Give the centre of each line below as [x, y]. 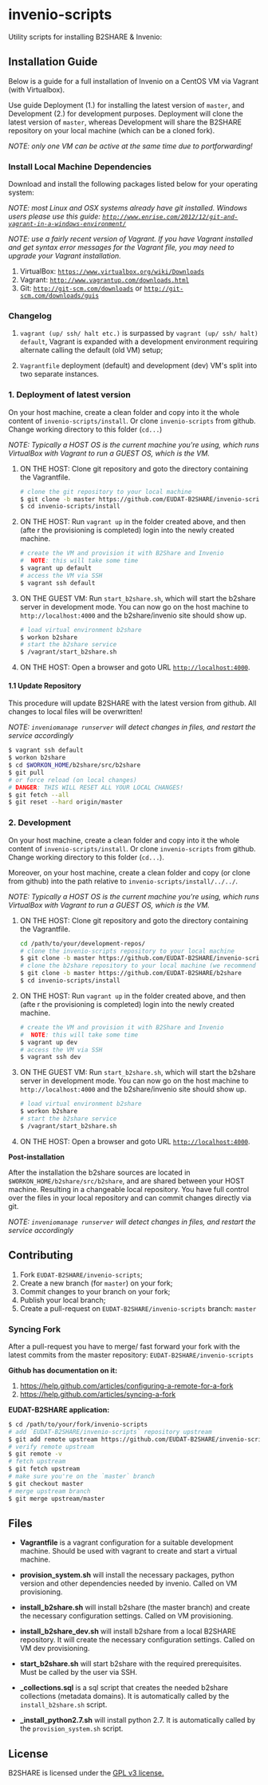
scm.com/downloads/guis [59, 296]
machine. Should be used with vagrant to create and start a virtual [128, 1551]
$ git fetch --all [39, 795]
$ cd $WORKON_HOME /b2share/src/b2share [75, 765]
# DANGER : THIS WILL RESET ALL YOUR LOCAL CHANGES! [96, 788]
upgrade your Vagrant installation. [65, 256]
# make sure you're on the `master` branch [82, 1476]
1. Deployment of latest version [70, 395]
